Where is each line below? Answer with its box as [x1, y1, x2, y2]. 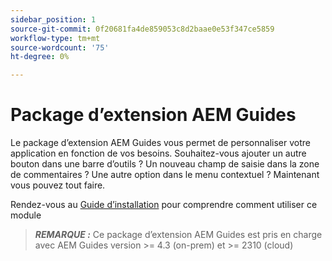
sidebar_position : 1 [10, 14, 97, 25]
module [10, 209, 42, 221]
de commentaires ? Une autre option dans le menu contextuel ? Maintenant [10, 169, 320, 181]
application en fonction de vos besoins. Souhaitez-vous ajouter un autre [10, 147, 307, 160]
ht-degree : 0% [10, 52, 70, 62]
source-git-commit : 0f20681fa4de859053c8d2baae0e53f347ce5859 [10, 24, 275, 34]
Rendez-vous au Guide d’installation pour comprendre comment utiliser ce [10, 199, 318, 211]
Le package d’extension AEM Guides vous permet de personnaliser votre [10, 137, 311, 149]
